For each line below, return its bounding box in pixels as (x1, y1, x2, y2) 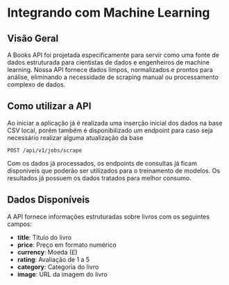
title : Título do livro (17, 233, 71, 241)
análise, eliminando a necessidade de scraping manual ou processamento (7, 73, 219, 81)
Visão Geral (7, 33, 59, 44)
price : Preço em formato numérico (17, 241, 117, 249)
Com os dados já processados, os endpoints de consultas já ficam (7, 159, 198, 167)
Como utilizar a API (7, 101, 92, 112)
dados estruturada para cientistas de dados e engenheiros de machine (7, 58, 210, 67)
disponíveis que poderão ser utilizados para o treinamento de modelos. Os (7, 166, 221, 175)
